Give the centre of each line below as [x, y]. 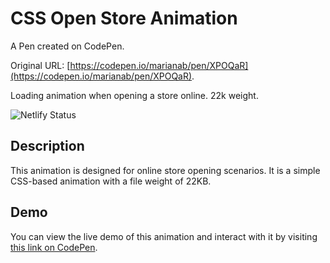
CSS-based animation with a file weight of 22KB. [111, 181]
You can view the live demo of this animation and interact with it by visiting [164, 236]
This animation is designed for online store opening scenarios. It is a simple [165, 170]
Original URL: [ [40, 65]
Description [47, 146]
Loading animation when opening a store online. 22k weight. [134, 95]
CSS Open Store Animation [124, 18]
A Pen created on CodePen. [67, 46]
